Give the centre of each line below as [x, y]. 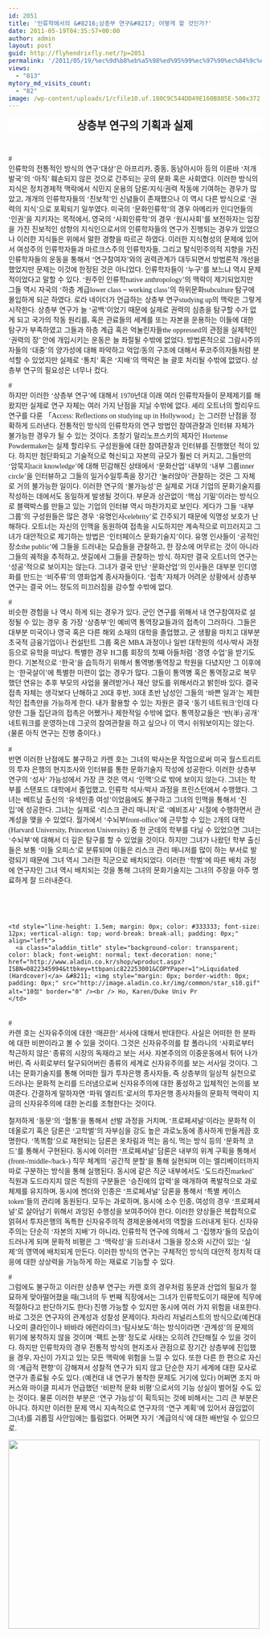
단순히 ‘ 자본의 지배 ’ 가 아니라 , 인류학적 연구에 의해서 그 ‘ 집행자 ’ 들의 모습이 [144, 1231]
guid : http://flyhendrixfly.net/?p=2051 [77, 53]
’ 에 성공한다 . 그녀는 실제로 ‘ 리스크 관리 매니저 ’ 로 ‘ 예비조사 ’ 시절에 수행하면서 [134, 810]
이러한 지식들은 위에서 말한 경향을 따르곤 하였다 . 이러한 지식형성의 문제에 [130, 240]
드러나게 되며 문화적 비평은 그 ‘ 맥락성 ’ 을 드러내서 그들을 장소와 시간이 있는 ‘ [127, 1242]
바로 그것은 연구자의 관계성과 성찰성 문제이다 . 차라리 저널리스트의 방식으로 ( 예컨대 [135, 1317]
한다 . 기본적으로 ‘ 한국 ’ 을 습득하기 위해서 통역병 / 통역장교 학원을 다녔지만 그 [124, 663]
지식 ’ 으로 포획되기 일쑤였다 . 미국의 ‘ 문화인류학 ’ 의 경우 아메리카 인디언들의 [138, 209]
